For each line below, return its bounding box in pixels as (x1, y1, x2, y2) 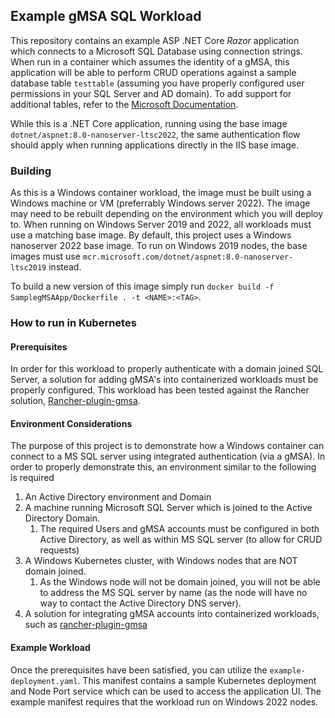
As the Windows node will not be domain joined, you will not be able (39, 576, 321, 588)
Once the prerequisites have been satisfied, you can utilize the (10, 664, 268, 676)
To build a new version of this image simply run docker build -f (10, 280, 275, 293)
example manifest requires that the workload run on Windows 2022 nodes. (10, 695, 319, 708)
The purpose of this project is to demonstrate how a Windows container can (10, 440, 325, 452)
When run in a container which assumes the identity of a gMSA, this (10, 55, 290, 68)
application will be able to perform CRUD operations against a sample (10, 66, 297, 78)
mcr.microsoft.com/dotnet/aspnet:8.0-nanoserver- (82, 252, 294, 263)
